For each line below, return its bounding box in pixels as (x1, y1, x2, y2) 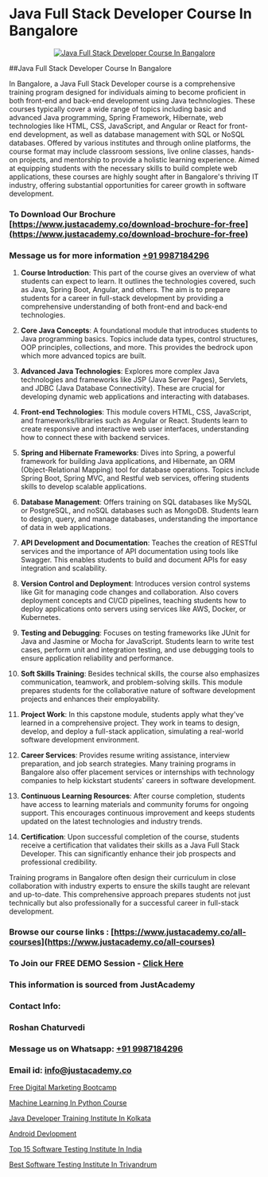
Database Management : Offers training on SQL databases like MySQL (20, 497, 252, 507)
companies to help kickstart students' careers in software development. (20, 776, 257, 785)
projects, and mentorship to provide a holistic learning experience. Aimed (19, 154, 260, 164)
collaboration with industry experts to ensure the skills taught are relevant (9, 881, 251, 891)
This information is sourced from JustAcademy (9, 979, 196, 990)
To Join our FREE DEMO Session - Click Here (9, 958, 184, 968)
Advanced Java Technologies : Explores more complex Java (20, 367, 219, 376)
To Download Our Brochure (9, 209, 116, 220)
